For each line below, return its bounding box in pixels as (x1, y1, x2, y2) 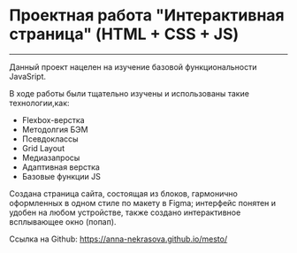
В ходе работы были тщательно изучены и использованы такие (9, 88, 250, 98)
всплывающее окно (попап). (9, 216, 117, 226)
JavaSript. (9, 71, 47, 81)
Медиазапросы (21, 152, 80, 163)
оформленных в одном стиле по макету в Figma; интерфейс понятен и (9, 197, 277, 208)
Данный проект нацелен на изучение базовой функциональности (9, 61, 257, 72)
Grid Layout (21, 142, 65, 153)
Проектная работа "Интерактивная (9, 5, 285, 26)
